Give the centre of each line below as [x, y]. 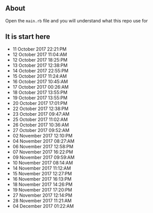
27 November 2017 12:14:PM [42, 195]
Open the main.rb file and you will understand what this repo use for [77, 20]
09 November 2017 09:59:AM [43, 157]
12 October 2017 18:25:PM [40, 60]
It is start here [28, 37]
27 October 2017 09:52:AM [41, 130]
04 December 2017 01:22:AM [43, 206]
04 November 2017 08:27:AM [43, 141]
